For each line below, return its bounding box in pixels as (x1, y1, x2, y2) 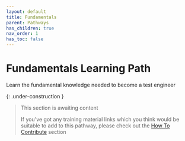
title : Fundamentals (6, 14, 58, 20)
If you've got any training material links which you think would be (20, 116, 180, 123)
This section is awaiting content (20, 104, 99, 111)
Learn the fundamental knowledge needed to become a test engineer (6, 81, 176, 88)
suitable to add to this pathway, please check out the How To (20, 122, 170, 129)
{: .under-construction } (6, 92, 64, 100)
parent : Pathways (6, 20, 49, 25)
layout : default (6, 8, 46, 15)
